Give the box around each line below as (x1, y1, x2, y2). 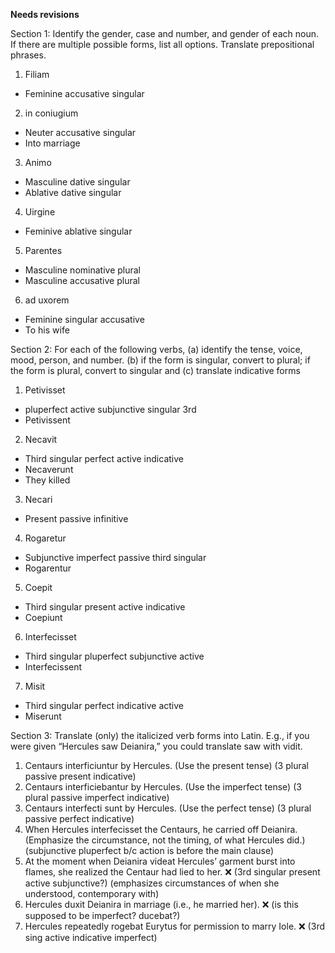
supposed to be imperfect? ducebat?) (24, 910, 181, 921)
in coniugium (24, 107, 79, 119)
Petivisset (24, 384, 66, 396)
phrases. (10, 49, 47, 61)
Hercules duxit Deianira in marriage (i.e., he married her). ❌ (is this (24, 899, 299, 910)
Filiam (24, 69, 50, 80)
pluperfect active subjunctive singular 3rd (24, 404, 197, 415)
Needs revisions (10, 9, 80, 20)
